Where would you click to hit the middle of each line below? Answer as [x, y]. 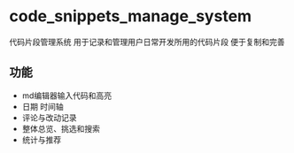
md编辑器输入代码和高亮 [67, 96]
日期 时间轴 [43, 106]
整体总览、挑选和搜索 [61, 128]
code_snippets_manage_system [131, 16]
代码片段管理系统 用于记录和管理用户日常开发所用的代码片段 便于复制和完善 [147, 42]
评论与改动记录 [49, 118]
